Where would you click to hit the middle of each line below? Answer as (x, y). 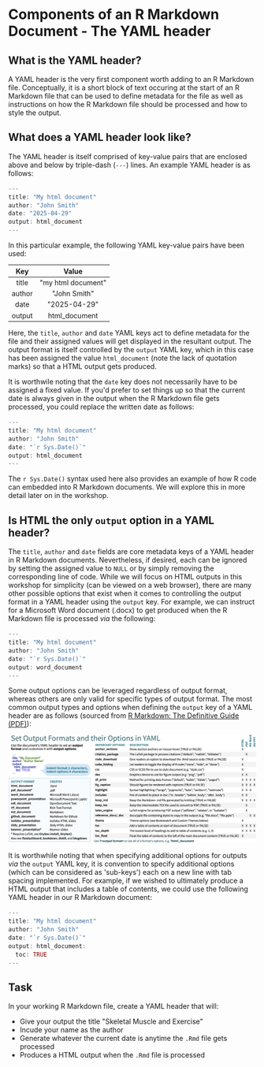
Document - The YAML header (110, 31)
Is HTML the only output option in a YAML (112, 520)
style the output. (35, 113)
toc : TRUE (31, 954)
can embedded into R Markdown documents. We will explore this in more (127, 487)
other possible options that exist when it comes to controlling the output (125, 593)
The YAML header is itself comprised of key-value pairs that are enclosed (128, 156)
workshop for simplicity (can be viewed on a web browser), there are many (130, 586)
